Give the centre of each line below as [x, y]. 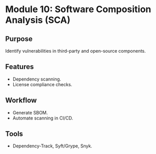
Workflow [21, 101]
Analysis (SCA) [38, 20]
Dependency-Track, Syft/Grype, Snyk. [52, 146]
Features [19, 67]
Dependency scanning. [37, 79]
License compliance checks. [42, 84]
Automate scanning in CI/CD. [43, 118]
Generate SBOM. [30, 112]
